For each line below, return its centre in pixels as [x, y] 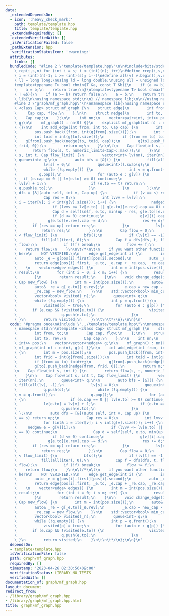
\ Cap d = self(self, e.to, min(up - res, [76, 212]
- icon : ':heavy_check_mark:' [41, 19]
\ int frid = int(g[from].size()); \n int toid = [82, 357]
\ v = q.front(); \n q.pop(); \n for [85, 395]
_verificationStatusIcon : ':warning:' [51, 52]
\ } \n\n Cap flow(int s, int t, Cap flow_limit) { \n [77, 376]
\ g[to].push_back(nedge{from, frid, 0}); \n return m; [89, 366]
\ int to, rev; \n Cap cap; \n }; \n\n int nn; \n [86, 339]
